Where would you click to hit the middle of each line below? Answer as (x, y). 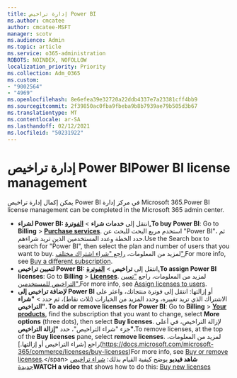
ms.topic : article (34, 47)
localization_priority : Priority (57, 67)
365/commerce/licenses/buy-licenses (73, 352)
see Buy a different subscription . (65, 261)
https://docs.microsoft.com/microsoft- (158, 344)
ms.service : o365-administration (57, 54)
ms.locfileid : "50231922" (45, 133)
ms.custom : (23, 80)
